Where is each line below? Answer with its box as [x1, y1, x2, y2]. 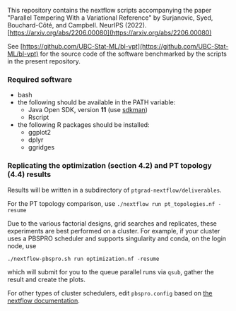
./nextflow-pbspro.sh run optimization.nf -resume [7, 255, 160, 262]
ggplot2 [28, 128, 52, 137]
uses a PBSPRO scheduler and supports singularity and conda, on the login [7, 234, 227, 243]
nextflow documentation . [7, 296, 80, 305]
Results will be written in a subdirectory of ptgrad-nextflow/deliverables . [7, 185, 222, 194]
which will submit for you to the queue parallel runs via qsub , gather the [7, 267, 214, 276]
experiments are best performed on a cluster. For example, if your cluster [7, 226, 220, 235]
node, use [7, 241, 37, 250]
